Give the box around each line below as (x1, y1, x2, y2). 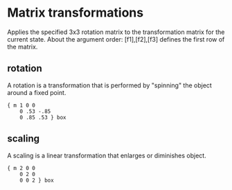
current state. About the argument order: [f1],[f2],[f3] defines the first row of (7, 35, 225, 43)
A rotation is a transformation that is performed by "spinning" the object (7, 81, 213, 89)
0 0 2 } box (19, 177, 54, 184)
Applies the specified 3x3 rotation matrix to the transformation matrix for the (7, 28, 225, 36)
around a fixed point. (7, 88, 66, 96)
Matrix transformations (7, 5, 144, 21)
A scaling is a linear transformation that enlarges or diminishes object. (7, 151, 206, 159)
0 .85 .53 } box (19, 114, 67, 121)
